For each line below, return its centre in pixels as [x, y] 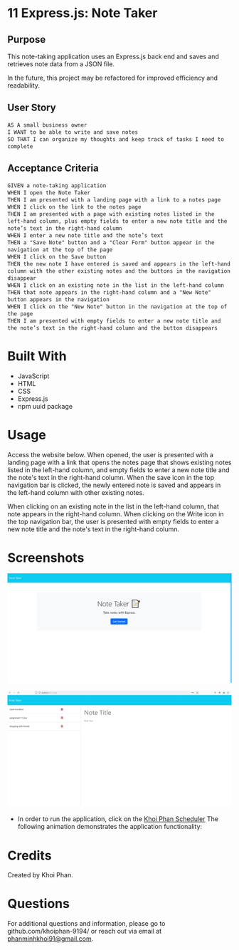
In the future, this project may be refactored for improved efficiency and [113, 78]
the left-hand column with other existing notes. [76, 492]
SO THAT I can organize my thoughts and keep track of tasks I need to [116, 139]
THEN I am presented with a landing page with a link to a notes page [114, 200]
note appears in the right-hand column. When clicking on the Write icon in [116, 513]
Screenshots [46, 558]
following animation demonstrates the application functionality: [110, 827]
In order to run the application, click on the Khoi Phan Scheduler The [118, 819]
